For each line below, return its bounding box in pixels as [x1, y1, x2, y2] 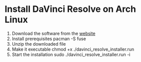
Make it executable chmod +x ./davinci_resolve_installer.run [11, 46, 135, 52]
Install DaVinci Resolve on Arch [4, 3, 136, 15]
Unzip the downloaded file [11, 41, 66, 47]
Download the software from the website [11, 30, 95, 36]
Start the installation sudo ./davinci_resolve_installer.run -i [11, 51, 131, 58]
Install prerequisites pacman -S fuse [11, 36, 86, 42]
